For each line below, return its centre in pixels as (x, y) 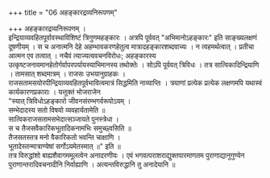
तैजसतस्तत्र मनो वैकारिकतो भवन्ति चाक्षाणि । (64, 137)
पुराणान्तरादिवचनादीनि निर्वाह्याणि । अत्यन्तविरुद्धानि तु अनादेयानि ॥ (92, 164)
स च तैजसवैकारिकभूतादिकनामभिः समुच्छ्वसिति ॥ (70, 128)
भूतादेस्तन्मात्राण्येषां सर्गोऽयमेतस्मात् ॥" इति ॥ (64, 146)
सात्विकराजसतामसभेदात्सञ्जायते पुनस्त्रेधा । (64, 119)
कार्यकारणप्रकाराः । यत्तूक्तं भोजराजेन (54, 92)
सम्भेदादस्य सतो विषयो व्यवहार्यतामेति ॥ (57, 110)
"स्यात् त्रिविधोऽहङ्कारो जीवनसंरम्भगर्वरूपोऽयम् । (70, 101)
